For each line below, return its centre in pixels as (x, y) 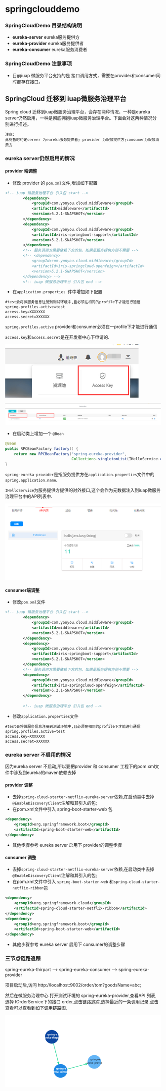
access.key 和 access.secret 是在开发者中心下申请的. (57, 337)
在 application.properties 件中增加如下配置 (57, 292)
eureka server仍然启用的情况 (40, 158)
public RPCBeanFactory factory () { (42, 449)
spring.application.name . (31, 480)
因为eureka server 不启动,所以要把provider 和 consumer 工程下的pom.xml (80, 766)
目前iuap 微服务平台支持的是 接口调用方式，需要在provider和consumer (84, 75)
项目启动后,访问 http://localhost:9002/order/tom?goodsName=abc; (73, 985)
